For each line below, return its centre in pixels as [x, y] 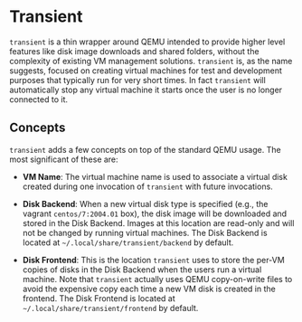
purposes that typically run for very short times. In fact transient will [138, 80]
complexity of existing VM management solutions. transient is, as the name [151, 61]
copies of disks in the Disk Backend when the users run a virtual [142, 270]
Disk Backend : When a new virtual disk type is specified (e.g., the [145, 204]
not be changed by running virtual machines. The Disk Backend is [145, 232]
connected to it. [38, 99]
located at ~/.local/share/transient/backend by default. [128, 242]
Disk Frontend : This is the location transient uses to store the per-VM [153, 260]
